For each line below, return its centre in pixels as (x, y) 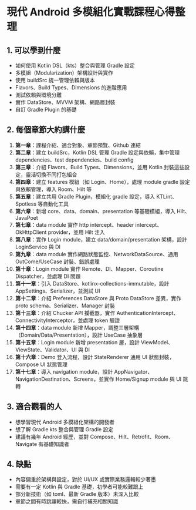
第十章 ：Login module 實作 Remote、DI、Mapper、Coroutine (89, 269)
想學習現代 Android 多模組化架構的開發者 (65, 422)
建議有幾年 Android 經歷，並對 (52, 437)
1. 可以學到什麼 (34, 50)
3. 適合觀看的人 (34, 407)
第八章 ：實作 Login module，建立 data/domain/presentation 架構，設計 (101, 239)
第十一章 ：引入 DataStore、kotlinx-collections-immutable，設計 (92, 283)
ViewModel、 (157, 342)
